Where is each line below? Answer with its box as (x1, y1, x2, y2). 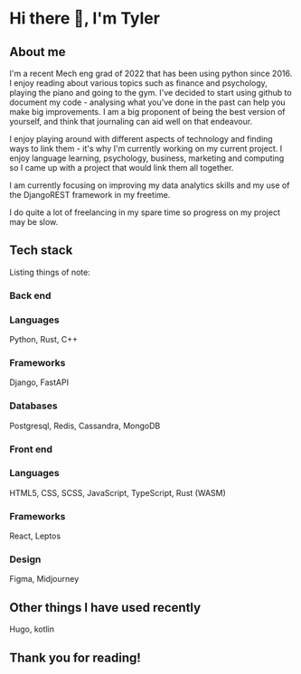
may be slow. (9, 217, 59, 227)
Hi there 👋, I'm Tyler (9, 8, 161, 29)
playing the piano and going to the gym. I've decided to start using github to (9, 88, 292, 98)
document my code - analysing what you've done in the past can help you (9, 97, 287, 108)
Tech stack (9, 243, 73, 258)
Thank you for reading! (9, 650, 142, 665)
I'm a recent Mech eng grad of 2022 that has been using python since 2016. (9, 68, 293, 79)
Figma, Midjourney (9, 574, 80, 585)
